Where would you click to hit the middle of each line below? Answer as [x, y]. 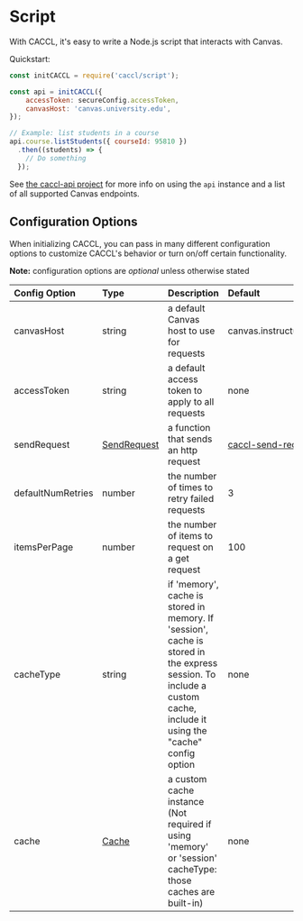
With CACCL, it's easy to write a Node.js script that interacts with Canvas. [146, 41]
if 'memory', [193, 584]
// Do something [56, 158]
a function [189, 427]
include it [188, 719]
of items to [191, 535]
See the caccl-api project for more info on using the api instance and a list [147, 184]
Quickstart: [30, 59]
